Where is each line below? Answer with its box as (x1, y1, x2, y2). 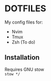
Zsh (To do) (11, 39, 35, 45)
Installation (4, 54, 40, 62)
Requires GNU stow (4, 66, 45, 72)
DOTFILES (4, 3, 47, 14)
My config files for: (4, 19, 43, 25)
